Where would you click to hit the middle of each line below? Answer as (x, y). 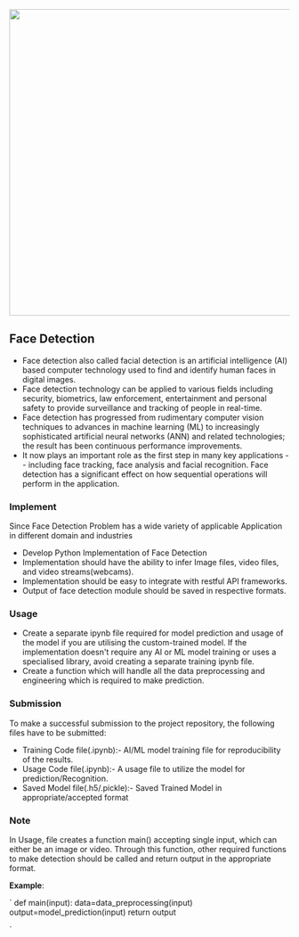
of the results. (48, 759)
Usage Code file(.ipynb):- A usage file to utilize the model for (133, 769)
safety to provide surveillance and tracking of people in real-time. (142, 407)
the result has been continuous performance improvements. (132, 446)
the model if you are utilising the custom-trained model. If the (134, 643)
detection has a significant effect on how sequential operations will (145, 474)
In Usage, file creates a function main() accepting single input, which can (143, 840)
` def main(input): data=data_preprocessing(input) (101, 903)
